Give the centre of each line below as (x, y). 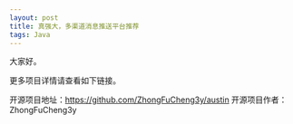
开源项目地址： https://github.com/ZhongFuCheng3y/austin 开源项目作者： (148, 100)
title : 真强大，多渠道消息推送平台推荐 (74, 26)
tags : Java (30, 34)
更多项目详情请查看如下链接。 (65, 81)
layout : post (34, 18)
